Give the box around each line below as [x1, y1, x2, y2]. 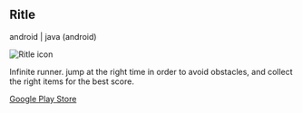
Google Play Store [9, 93, 77, 104]
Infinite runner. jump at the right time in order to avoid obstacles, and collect [9, 66, 293, 77]
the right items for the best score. [9, 76, 134, 87]
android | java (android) [9, 31, 97, 42]
